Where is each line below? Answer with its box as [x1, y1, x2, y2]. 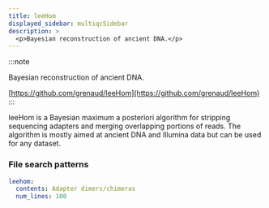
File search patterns [8, 159, 89, 171]
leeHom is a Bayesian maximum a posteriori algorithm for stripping [8, 113, 231, 123]
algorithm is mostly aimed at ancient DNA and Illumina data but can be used [8, 130, 262, 140]
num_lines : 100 [15, 193, 67, 201]
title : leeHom [8, 11, 57, 20]
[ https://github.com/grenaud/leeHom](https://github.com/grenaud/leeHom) [8, 89, 260, 98]
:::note [8, 57, 30, 67]
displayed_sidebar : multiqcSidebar [8, 19, 129, 28]
